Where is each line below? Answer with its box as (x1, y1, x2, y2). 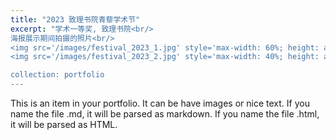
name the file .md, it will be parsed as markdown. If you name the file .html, (10, 108, 320, 120)
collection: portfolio (10, 70, 105, 80)
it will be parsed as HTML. (10, 119, 118, 130)
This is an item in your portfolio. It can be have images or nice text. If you (10, 97, 310, 109)
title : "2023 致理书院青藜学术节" (10, 14, 141, 25)
